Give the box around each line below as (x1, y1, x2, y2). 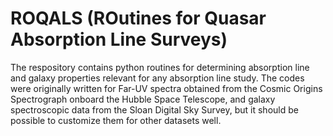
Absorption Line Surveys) (10, 28, 228, 51)
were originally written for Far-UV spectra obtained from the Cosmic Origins (10, 82, 323, 94)
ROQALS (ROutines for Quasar (10, 7, 267, 30)
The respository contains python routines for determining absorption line (10, 61, 310, 73)
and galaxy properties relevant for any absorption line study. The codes (10, 72, 305, 84)
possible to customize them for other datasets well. (10, 114, 222, 126)
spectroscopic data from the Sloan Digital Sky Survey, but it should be (10, 103, 299, 116)
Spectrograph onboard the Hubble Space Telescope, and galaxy (10, 93, 276, 105)
